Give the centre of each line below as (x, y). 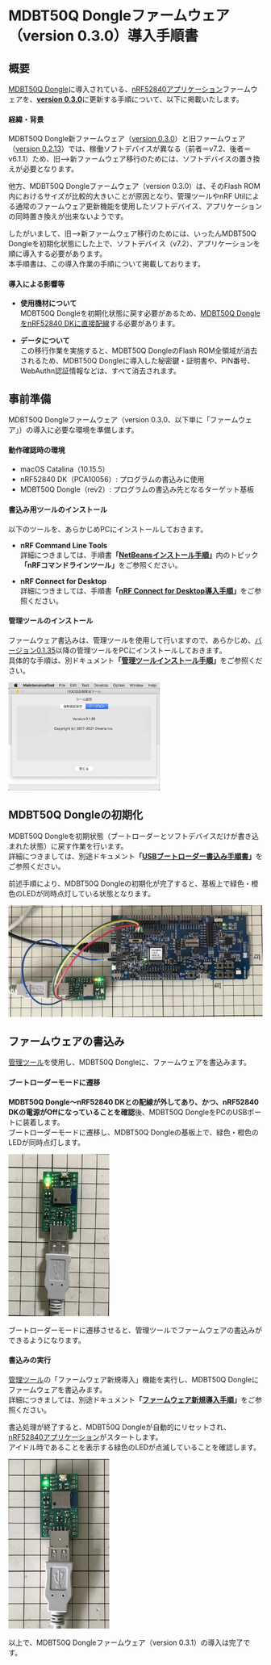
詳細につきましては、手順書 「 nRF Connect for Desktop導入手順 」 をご (137, 590)
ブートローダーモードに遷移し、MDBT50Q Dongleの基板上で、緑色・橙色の (134, 1132)
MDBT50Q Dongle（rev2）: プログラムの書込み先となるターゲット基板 (137, 489)
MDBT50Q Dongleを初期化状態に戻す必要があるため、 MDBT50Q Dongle (140, 313)
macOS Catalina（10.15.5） (65, 469)
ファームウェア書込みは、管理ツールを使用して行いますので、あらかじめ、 (132, 640)
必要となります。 (50, 169)
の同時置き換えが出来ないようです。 (68, 216)
